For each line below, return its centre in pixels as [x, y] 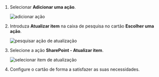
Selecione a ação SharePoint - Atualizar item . [57, 50]
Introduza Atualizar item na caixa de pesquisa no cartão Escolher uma [82, 26]
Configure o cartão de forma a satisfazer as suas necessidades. [75, 69]
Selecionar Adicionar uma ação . [43, 7]
